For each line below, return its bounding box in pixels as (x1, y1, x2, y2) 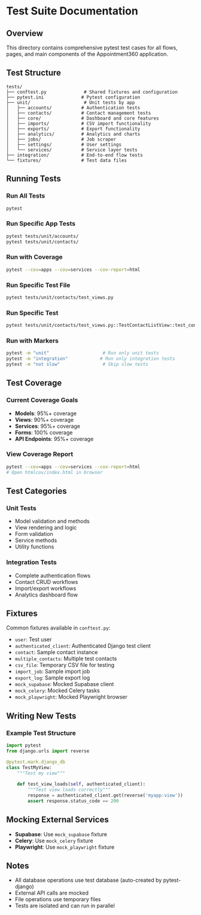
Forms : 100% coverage (14, 428, 73, 436)
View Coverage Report (6, 450, 74, 458)
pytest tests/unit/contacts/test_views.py (6, 294, 114, 300)
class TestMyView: (6, 764, 52, 770)
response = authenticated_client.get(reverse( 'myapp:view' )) (28, 792, 184, 798)
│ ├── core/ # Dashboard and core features (6, 115, 160, 121)
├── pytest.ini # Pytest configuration (6, 94, 141, 100)
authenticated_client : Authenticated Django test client (14, 642, 151, 649)
